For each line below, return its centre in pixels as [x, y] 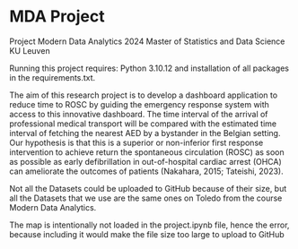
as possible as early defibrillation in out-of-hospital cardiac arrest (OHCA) [146, 161]
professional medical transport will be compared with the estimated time [143, 124]
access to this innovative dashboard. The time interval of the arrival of [139, 114]
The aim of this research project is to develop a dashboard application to [144, 95]
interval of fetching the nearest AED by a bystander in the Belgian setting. [145, 133]
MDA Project [57, 17]
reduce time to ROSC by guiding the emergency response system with [139, 104]
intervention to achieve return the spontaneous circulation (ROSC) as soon [147, 152]
